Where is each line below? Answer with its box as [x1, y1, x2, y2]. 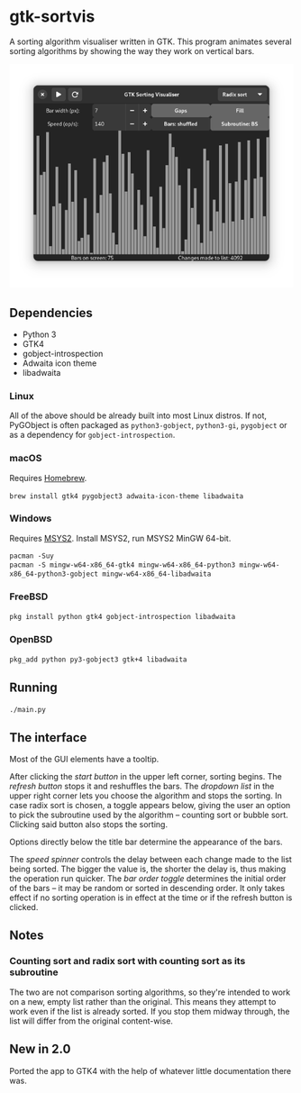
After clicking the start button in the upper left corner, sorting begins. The [9, 771, 282, 782]
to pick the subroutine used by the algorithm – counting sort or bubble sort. [9, 809, 288, 821]
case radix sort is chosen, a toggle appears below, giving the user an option [9, 800, 291, 811]
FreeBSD [9, 590, 49, 603]
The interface [9, 730, 87, 745]
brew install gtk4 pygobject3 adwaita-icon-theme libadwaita [9, 491, 244, 501]
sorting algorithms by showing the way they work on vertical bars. [9, 45, 255, 56]
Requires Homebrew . [9, 472, 87, 483]
